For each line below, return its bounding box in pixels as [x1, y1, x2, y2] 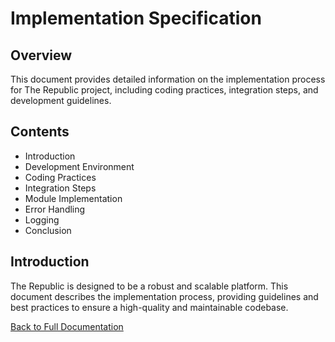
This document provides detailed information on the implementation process [10, 73, 326, 85]
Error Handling [24, 203, 86, 215]
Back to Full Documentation [10, 320, 124, 332]
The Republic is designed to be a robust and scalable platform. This [10, 280, 289, 292]
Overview [10, 47, 73, 64]
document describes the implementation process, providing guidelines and [10, 290, 319, 302]
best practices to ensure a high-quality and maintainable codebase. [10, 301, 289, 313]
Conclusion [24, 224, 72, 236]
